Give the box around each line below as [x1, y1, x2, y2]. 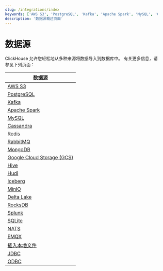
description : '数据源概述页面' [5, 16, 63, 21]
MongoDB [7, 146, 31, 153]
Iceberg [7, 178, 25, 185]
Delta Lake [7, 194, 32, 200]
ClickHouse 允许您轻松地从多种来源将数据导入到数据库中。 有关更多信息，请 [5, 55, 158, 61]
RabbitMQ [7, 138, 31, 145]
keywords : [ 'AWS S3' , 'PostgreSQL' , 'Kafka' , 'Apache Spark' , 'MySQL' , [5, 12, 153, 17]
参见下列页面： [5, 62, 35, 68]
